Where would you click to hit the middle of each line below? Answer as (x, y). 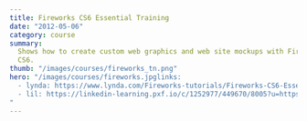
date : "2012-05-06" (47, 26)
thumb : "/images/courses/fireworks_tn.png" (94, 69)
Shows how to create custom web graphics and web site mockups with (151, 52)
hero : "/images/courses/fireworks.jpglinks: (95, 77)
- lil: (30, 94)
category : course (42, 35)
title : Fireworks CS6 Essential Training (90, 18)
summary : (26, 43)
